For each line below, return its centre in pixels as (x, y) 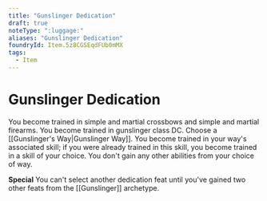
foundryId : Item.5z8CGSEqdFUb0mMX (66, 45)
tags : (17, 53)
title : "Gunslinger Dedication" (62, 16)
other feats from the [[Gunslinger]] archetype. (84, 187)
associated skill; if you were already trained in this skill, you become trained (133, 147)
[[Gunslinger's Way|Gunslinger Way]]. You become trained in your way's (128, 138)
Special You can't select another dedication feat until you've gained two (127, 179)
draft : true (28, 23)
